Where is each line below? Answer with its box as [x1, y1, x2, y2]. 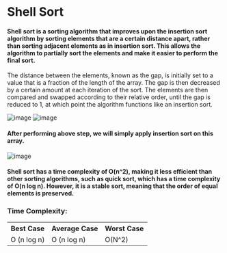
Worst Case [105, 224, 144, 233]
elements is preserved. [7, 189, 75, 198]
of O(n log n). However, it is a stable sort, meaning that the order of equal [7, 182, 218, 190]
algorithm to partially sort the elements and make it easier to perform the [7, 49, 219, 57]
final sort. [7, 56, 36, 64]
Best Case [10, 224, 45, 233]
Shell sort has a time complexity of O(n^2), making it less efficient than [7, 168, 213, 176]
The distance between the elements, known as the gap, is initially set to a [7, 71, 213, 79]
